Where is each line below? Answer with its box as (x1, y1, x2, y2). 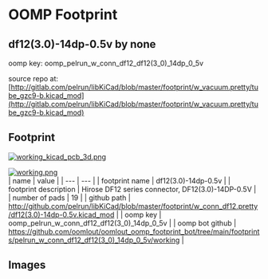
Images (8, 258, 46, 272)
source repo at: (8, 74, 58, 83)
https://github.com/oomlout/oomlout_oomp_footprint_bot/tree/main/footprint (8, 226, 260, 236)
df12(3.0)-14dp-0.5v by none (8, 37, 156, 51)
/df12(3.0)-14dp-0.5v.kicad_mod (8, 210, 115, 219)
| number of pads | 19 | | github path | (8, 193, 132, 202)
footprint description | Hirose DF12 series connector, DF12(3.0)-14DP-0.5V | (8, 184, 257, 194)
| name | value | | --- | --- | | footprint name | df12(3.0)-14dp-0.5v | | (8, 175, 231, 185)
